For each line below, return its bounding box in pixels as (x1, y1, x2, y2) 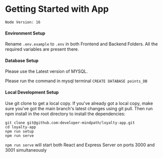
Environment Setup (5, 30, 46, 36)
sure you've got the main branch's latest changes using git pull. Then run (5, 105, 153, 111)
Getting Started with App (5, 3, 109, 15)
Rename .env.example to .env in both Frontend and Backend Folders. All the (5, 41, 158, 47)
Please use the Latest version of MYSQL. (5, 68, 88, 74)
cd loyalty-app (5, 125, 36, 129)
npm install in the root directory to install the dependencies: (5, 111, 126, 117)
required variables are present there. (5, 46, 80, 52)
